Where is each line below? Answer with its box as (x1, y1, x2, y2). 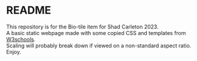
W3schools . (6, 36, 36, 43)
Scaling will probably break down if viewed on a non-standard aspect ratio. (6, 42, 192, 49)
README (6, 4, 51, 17)
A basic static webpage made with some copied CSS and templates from (6, 29, 186, 36)
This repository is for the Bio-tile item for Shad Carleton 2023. (6, 23, 159, 30)
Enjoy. (6, 48, 22, 55)
